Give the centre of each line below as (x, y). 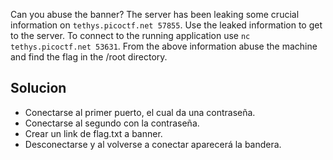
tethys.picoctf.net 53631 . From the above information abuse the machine (164, 46)
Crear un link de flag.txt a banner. (93, 133)
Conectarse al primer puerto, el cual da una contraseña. (140, 112)
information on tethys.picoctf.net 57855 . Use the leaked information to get (166, 25)
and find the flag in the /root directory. (89, 57)
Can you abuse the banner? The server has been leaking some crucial (155, 14)
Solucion (38, 88)
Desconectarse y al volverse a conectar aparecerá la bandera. (153, 144)
